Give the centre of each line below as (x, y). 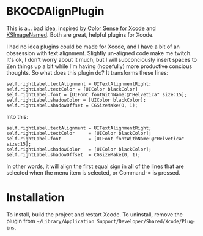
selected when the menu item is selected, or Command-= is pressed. (93, 172)
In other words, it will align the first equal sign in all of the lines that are (95, 166)
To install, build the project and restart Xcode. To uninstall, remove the (95, 214)
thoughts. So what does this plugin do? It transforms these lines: (87, 72)
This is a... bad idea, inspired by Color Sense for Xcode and (81, 28)
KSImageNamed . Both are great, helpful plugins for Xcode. (80, 34)
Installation (35, 198)
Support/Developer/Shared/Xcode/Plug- (146, 221)
